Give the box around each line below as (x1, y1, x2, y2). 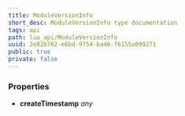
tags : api (8, 26, 41, 34)
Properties (8, 81, 50, 92)
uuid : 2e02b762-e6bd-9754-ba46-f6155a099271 (8, 41, 157, 49)
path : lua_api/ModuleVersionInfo (8, 33, 118, 42)
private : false (8, 56, 58, 63)
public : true (8, 48, 51, 56)
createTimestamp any (19, 99, 93, 108)
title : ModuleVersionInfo (8, 11, 93, 20)
